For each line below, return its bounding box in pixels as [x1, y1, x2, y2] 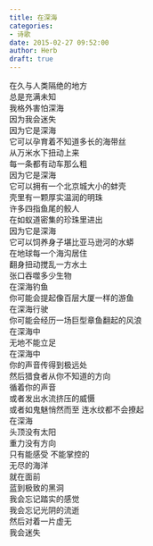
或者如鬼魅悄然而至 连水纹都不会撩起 [9, 404, 144, 415]
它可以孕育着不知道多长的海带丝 [9, 136, 126, 147]
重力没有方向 [9, 438, 56, 448]
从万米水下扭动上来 [9, 147, 80, 157]
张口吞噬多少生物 [9, 270, 72, 281]
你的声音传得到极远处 [9, 359, 87, 370]
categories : [9, 21, 53, 30]
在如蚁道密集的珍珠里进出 [9, 214, 103, 224]
